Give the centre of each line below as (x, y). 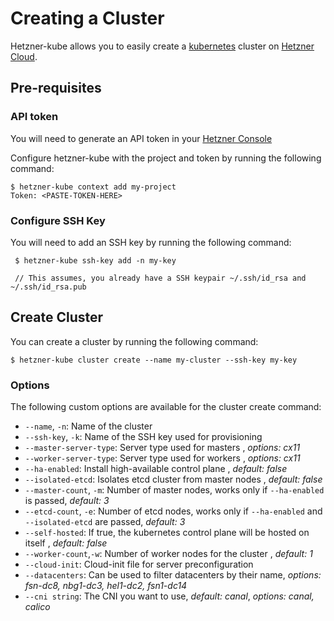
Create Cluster (57, 317)
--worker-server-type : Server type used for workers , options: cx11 (162, 458)
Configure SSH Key (58, 220)
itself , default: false (66, 543)
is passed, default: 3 (67, 501)
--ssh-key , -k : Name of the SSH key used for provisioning (143, 437)
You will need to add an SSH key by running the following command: (151, 242)
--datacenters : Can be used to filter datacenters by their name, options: (173, 575)
